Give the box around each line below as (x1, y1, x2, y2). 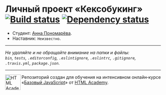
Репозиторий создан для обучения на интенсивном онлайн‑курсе (21, 74, 161, 80)
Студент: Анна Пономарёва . (12, 30, 72, 36)
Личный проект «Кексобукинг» (5, 3, 143, 15)
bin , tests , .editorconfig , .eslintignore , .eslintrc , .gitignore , (5, 55, 136, 61)
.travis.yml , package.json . (5, 60, 60, 66)
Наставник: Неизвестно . (12, 35, 61, 41)
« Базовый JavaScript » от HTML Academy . (21, 79, 109, 85)
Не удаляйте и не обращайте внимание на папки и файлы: (5, 49, 129, 55)
